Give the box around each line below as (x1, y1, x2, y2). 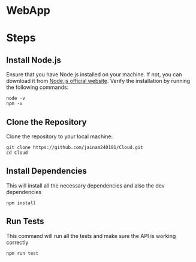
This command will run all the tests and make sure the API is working (6, 232, 176, 239)
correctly (6, 239, 29, 246)
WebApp (6, 4, 51, 17)
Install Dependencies (6, 166, 87, 176)
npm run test (6, 250, 39, 256)
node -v (6, 96, 26, 102)
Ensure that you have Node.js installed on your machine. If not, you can (6, 71, 182, 78)
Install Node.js (6, 55, 62, 65)
